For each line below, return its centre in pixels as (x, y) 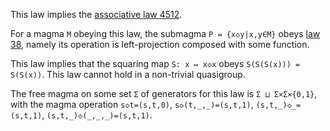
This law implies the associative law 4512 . (96, 14)
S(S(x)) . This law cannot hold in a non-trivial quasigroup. (128, 74)
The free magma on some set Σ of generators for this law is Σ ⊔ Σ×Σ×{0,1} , (164, 93)
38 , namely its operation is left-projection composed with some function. (160, 44)
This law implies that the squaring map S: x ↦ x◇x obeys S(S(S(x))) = (155, 63)
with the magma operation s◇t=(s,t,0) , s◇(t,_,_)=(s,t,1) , (132, 104)
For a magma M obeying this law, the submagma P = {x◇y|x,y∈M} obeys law (165, 33)
